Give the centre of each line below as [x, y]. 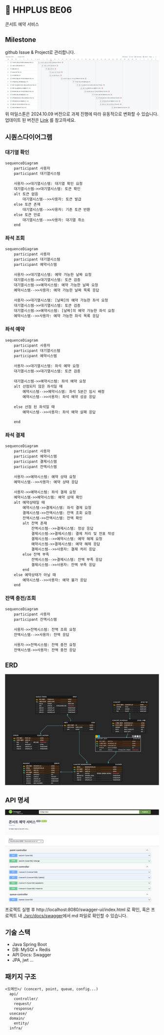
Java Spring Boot [30, 945]
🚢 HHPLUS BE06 [39, 10]
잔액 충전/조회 [20, 598]
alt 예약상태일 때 [30, 502]
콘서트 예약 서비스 [22, 24]
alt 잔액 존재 [35, 523]
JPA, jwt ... [23, 960]
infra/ [16, 1028]
